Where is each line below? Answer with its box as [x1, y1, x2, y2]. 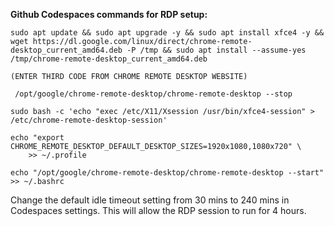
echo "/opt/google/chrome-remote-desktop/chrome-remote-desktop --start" [10, 168, 325, 178]
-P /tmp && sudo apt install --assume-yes [126, 45, 307, 55]
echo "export [10, 133, 65, 143]
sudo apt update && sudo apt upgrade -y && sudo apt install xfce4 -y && [10, 28, 325, 38]
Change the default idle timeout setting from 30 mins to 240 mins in [10, 194, 290, 206]
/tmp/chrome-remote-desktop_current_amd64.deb [10, 54, 208, 64]
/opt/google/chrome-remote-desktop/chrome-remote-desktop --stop [14, 89, 293, 99]
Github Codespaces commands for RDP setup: [10, 9, 208, 20]
